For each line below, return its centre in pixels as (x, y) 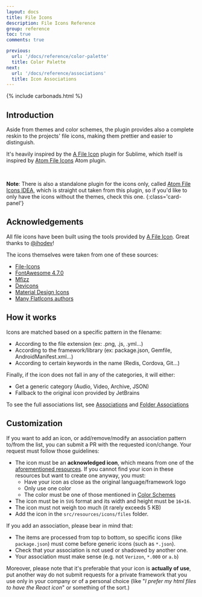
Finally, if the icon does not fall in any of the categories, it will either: (91, 374)
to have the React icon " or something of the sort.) (68, 587)
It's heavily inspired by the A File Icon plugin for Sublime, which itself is (94, 154)
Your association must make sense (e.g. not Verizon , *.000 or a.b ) (97, 557)
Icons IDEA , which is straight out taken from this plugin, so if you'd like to (97, 190)
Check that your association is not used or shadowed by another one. (101, 550)
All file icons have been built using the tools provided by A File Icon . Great (98, 237)
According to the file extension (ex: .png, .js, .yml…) (79, 343)
